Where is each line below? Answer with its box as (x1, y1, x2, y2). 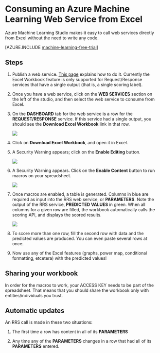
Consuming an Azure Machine (5, 3, 130, 15)
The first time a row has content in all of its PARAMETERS (12, 329, 128, 335)
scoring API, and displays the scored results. (12, 212, 102, 218)
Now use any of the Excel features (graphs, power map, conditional (12, 250, 147, 256)
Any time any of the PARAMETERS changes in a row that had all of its (12, 338, 152, 344)
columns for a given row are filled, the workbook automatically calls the (12, 206, 156, 212)
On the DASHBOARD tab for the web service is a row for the (12, 111, 133, 117)
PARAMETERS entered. (12, 343, 60, 349)
